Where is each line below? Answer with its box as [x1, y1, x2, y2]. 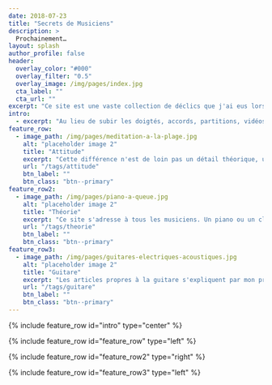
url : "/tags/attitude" [23, 163, 100, 171]
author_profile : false [8, 49, 85, 58]
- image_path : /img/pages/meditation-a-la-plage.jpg [15, 132, 198, 140]
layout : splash [8, 42, 60, 50]
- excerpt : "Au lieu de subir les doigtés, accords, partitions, [15, 118, 241, 126]
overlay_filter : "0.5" [15, 72, 92, 80]
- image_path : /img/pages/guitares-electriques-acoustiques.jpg [15, 253, 237, 261]
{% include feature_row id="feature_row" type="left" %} [8, 336, 197, 345]
